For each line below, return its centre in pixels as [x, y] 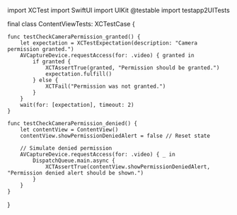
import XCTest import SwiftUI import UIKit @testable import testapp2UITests [118, 10]
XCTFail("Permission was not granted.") [105, 86]
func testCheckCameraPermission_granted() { [74, 37]
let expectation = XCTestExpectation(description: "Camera [109, 43]
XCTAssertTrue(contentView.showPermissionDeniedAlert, [128, 167]
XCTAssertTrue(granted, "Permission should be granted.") [132, 68]
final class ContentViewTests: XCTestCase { [71, 24]
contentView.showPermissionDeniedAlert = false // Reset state [115, 136]
